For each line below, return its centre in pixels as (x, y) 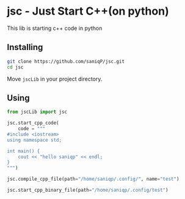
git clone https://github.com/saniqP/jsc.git (66, 61)
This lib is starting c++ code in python (55, 28)
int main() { (24, 151)
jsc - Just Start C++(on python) (88, 11)
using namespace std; (34, 140)
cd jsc (15, 67)
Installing (25, 47)
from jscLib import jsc (37, 112)
